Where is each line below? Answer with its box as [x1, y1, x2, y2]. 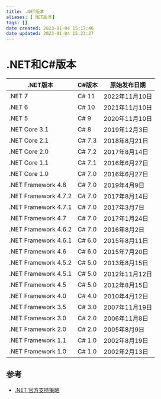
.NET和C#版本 [6, 58, 77, 72]
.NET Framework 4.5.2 [9, 259, 72, 267]
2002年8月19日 [103, 337, 149, 345]
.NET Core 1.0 [9, 170, 49, 178]
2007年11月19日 [103, 303, 153, 311]
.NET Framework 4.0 [9, 292, 67, 300]
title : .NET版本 [6, 8, 44, 15]
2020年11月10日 [103, 115, 153, 123]
